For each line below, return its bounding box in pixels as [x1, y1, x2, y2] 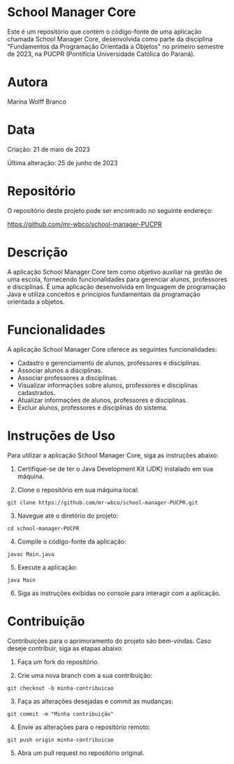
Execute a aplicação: [17, 563, 78, 571]
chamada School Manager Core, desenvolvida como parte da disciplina [7, 34, 213, 43]
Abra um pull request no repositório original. [17, 749, 145, 757]
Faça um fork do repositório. [17, 658, 100, 666]
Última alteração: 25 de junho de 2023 [7, 158, 118, 167]
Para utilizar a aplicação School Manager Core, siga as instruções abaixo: [7, 451, 219, 459]
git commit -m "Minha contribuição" [7, 710, 114, 718]
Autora [7, 74, 48, 90]
